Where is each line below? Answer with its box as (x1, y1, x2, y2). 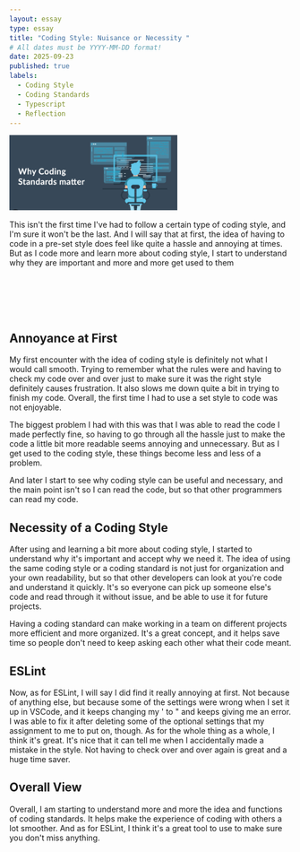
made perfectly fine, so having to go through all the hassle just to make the (9, 429, 286, 439)
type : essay (9, 23, 54, 33)
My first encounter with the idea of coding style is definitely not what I (9, 354, 269, 365)
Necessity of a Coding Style (9, 520, 168, 535)
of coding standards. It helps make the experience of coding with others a (9, 813, 282, 824)
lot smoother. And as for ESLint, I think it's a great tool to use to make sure (9, 822, 283, 833)
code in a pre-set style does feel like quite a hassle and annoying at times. (9, 238, 283, 248)
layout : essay (9, 14, 63, 23)
